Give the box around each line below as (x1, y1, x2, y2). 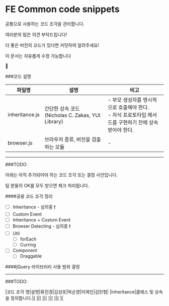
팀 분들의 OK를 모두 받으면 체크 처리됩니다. (5, 182, 90, 188)
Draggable (20, 253, 42, 259)
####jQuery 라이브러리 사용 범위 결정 (5, 264, 80, 270)
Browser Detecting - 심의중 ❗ (12, 223, 71, 229)
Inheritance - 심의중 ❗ (12, 204, 56, 210)
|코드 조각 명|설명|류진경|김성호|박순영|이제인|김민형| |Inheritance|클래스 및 (5, 289, 154, 295)
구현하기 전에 (118, 119, 148, 126)
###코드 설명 (5, 73, 32, 79)
